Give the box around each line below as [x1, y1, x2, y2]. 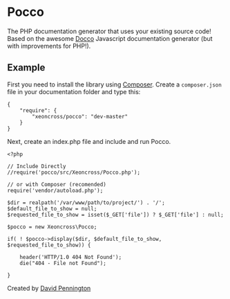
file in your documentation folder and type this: [7, 87, 141, 96]
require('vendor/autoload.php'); [7, 187, 104, 194]
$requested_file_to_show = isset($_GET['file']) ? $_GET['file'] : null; [7, 211, 224, 218]
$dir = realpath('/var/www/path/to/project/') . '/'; [7, 199, 166, 206]
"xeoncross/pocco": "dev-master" [32, 113, 128, 120]
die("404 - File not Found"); [19, 260, 107, 266]
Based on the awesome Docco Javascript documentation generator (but [7, 34, 213, 42]
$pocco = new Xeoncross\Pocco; [7, 223, 97, 230]
